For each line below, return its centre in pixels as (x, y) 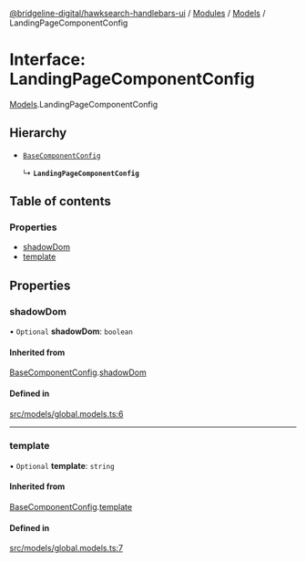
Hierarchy (38, 133)
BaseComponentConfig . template (71, 507)
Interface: (48, 60)
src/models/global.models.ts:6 (66, 413)
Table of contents (60, 201)
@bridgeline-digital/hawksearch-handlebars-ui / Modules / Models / (138, 13)
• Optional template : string (62, 465)
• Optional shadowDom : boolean (71, 331)
